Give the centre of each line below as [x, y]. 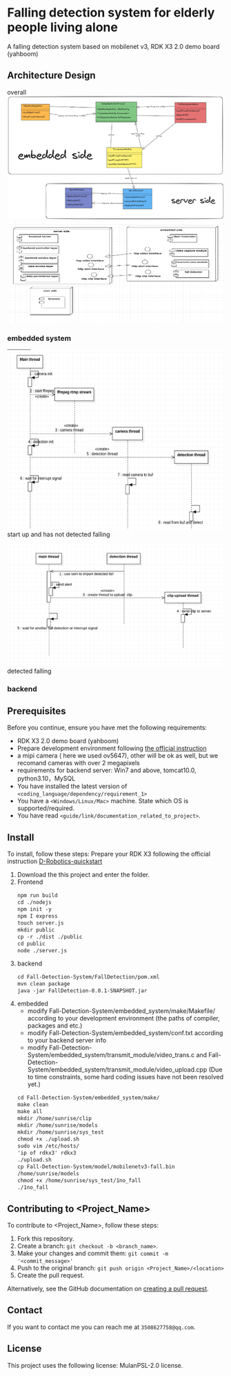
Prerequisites [37, 711]
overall [17, 92]
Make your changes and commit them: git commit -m [93, 1253]
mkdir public [36, 930]
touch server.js [40, 923]
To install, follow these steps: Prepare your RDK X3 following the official [109, 854]
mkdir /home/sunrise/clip [54, 1119]
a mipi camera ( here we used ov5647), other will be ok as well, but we [118, 756]
